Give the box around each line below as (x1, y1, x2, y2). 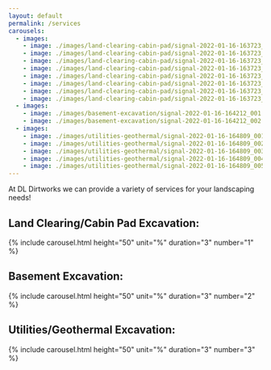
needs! (8, 193, 31, 203)
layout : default (8, 11, 63, 20)
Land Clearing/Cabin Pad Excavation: (8, 216, 200, 230)
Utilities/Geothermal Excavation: (8, 323, 176, 337)
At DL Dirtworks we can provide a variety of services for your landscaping (8, 184, 255, 194)
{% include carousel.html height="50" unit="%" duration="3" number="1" (8, 238, 254, 247)
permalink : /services (8, 19, 81, 27)
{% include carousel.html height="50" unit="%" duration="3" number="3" (8, 344, 256, 354)
